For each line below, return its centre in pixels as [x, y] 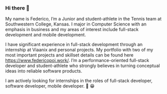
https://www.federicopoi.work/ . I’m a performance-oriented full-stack [77, 60]
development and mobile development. [46, 35]
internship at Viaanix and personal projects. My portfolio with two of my [79, 50]
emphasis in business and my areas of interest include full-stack [72, 29]
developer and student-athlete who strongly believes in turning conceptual [82, 66]
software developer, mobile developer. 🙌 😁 [50, 86]
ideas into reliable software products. [44, 71]
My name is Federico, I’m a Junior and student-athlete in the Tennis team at [83, 19]
